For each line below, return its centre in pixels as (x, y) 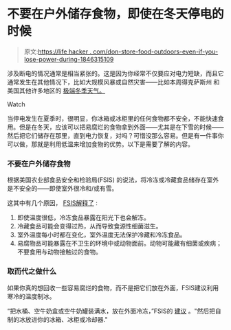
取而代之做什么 (32, 272)
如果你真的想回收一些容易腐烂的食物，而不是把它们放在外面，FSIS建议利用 (113, 287)
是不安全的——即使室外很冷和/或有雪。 (63, 189)
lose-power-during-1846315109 (69, 59)
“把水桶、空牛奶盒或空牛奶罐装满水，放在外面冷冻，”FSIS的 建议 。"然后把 (111, 311)
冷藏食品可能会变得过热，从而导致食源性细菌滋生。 (89, 226)
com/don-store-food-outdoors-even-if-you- (155, 51)
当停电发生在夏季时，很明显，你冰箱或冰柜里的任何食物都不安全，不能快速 (112, 118)
